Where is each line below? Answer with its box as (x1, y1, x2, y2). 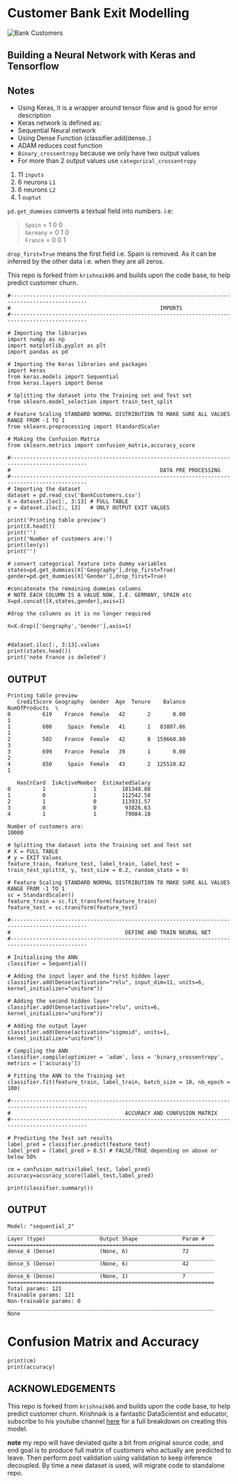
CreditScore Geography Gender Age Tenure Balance (16, 698, 186, 705)
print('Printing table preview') (7, 517, 107, 524)
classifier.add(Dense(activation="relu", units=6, (7, 1003, 161, 1011)
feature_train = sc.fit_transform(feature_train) (7, 898, 158, 905)
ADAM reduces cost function (17, 141, 103, 150)
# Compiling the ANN (7, 1047, 69, 1054)
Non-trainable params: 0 (7, 1297, 81, 1304)
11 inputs (17, 170, 45, 179)
